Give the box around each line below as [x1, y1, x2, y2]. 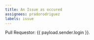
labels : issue [5, 16, 34, 21]
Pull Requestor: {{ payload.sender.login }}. [5, 30, 90, 36]
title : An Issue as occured [5, 7, 63, 12]
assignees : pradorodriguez [5, 12, 60, 17]
